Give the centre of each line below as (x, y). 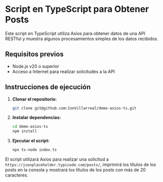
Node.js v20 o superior (36, 66)
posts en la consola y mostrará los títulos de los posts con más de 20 (76, 170)
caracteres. (17, 175)
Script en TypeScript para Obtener (77, 9)
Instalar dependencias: (37, 118)
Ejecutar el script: (31, 141)
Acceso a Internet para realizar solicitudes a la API (63, 71)
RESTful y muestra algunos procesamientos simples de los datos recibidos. (82, 39)
